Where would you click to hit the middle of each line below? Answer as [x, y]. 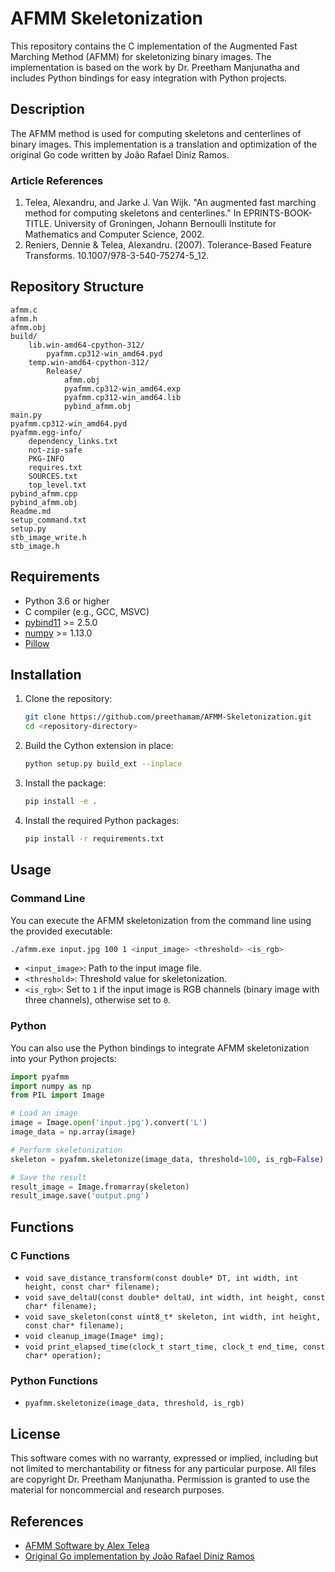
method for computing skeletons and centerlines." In [133, 213]
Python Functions [54, 1380]
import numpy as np [51, 1086]
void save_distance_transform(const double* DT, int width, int [161, 1278]
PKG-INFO [46, 458]
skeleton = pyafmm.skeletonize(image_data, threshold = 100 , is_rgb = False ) [167, 1159]
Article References [57, 180]
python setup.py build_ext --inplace [103, 764]
